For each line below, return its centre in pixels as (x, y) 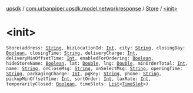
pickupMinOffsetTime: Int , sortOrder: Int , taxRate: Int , (79, 79)
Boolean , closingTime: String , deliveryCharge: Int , (72, 53)
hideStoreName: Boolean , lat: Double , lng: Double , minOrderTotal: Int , (97, 63)
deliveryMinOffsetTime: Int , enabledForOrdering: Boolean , (80, 58)
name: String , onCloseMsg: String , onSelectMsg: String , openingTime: (94, 68)
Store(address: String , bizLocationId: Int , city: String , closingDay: (96, 48)
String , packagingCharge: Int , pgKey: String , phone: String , (84, 74)
